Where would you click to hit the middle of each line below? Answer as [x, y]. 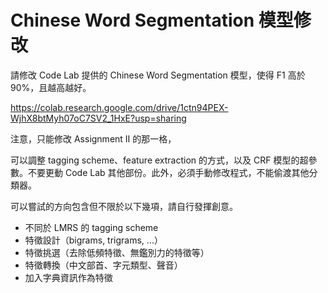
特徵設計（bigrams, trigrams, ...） [93, 240]
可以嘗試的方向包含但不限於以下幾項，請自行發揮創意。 [124, 206]
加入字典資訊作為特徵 [68, 277]
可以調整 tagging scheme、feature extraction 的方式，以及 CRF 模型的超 [159, 160]
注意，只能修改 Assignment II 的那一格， [93, 138]
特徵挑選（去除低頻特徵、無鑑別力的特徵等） [117, 252]
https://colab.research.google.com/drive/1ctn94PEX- [119, 107]
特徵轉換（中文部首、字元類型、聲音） [103, 265]
